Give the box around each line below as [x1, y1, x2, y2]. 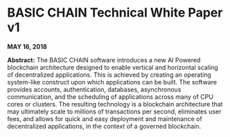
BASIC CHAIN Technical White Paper [7, 5, 223, 21]
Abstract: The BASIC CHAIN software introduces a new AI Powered [7, 55, 201, 64]
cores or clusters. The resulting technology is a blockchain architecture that [7, 100, 223, 108]
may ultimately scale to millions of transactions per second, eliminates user [7, 107, 222, 116]
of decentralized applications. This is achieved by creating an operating [7, 71, 211, 79]
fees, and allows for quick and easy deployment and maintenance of [7, 114, 202, 122]
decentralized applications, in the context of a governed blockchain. [7, 122, 202, 130]
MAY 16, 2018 [7, 42, 47, 51]
